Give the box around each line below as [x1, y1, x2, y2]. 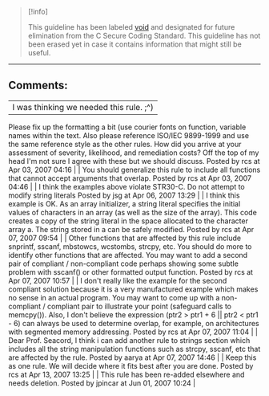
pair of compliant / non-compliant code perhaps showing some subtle [8, 259, 239, 268]
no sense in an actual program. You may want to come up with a [8, 292, 220, 302]
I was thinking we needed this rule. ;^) [12, 101, 155, 112]
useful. [27, 48, 51, 57]
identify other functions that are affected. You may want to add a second [8, 250, 248, 259]
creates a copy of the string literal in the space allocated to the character [8, 216, 248, 226]
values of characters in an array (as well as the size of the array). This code [8, 207, 258, 217]
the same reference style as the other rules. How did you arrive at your [8, 139, 242, 149]
